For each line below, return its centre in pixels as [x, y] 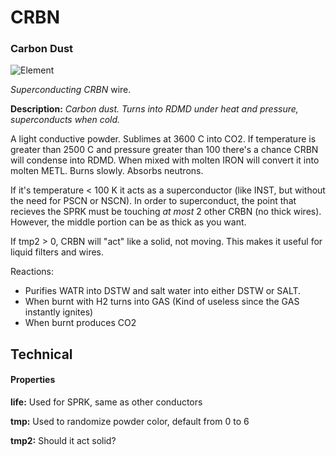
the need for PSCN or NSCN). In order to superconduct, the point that [153, 201]
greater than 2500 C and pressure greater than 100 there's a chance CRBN [164, 150]
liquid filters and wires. [57, 252]
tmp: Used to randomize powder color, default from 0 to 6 [130, 422]
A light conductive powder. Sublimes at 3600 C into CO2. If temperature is [163, 139]
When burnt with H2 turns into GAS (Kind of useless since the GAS [162, 302]
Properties [33, 380]
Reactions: [32, 272]
